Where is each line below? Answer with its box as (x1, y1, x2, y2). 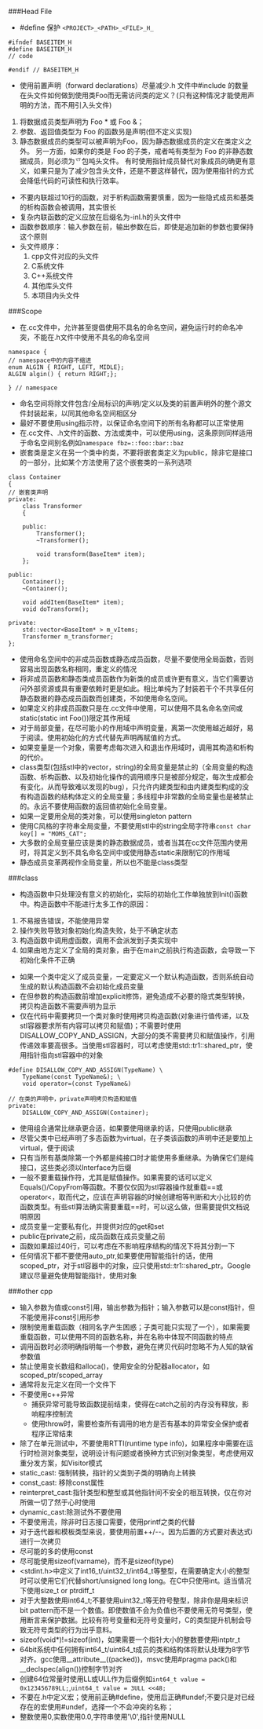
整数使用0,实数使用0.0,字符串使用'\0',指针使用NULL (19, 1712, 186, 1721)
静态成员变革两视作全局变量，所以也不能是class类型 (19, 857, 188, 867)
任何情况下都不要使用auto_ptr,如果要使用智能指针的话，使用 (19, 1252, 214, 1260)
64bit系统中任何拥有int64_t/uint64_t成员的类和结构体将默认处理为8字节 (19, 1645, 250, 1654)
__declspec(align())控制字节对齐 (19, 1665, 123, 1673)
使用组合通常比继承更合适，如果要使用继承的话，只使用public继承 (19, 1124, 232, 1133)
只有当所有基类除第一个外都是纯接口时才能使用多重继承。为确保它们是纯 (19, 1153, 254, 1162)
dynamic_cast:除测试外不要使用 (19, 1508, 122, 1516)
